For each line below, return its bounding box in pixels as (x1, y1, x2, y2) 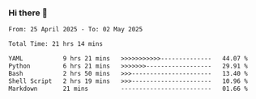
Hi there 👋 (8, 7, 49, 19)
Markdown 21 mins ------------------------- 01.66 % (8, 85, 249, 93)
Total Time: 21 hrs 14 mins (8, 40, 104, 48)
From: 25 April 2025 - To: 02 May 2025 (8, 26, 143, 34)
